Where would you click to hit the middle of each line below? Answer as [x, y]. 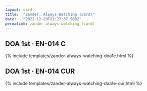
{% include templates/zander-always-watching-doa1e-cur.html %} [74, 83]
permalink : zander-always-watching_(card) [50, 24]
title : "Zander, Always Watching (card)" [50, 14]
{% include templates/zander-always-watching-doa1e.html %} [69, 56]
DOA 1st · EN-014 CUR [40, 71]
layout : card [19, 10]
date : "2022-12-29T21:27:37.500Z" [43, 19]
